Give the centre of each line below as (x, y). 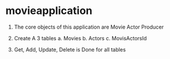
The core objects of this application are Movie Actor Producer (89, 27)
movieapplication (49, 11)
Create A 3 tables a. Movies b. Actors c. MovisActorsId (80, 38)
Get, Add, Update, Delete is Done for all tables (70, 49)
